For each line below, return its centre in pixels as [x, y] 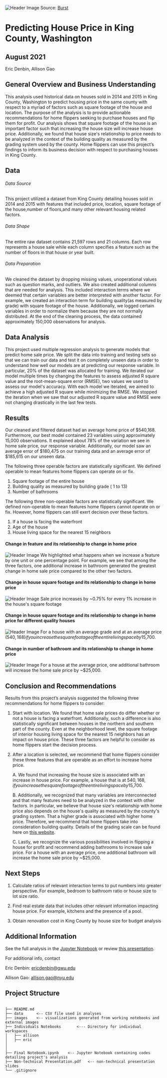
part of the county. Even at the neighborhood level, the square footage [85, 729]
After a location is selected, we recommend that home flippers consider [86, 754]
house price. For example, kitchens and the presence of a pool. [77, 911]
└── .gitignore [21, 1070]
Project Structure [32, 993]
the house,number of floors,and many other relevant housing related [76, 209]
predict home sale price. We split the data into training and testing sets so [81, 355]
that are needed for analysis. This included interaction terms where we [78, 290]
